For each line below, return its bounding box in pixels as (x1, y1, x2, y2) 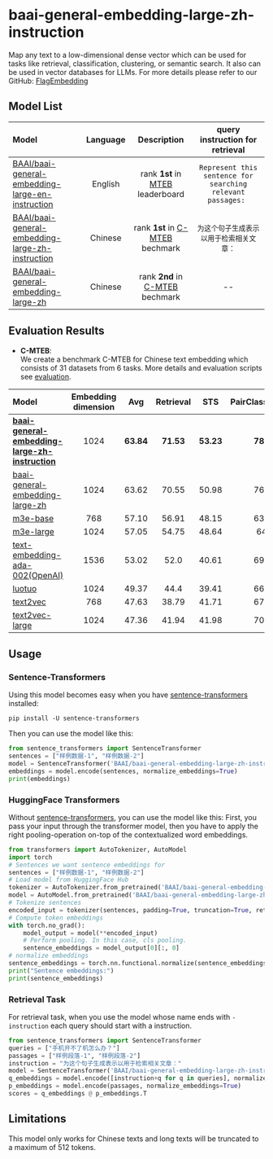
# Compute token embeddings (8, 914, 104, 922)
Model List (8, 99, 63, 113)
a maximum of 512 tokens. (8, 1142, 96, 1152)
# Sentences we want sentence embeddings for (8, 861, 165, 869)
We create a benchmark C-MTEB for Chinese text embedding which (19, 354, 249, 364)
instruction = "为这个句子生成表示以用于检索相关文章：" (8, 1059, 182, 1068)
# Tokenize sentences (8, 898, 82, 907)
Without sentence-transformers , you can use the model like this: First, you (8, 812, 258, 822)
